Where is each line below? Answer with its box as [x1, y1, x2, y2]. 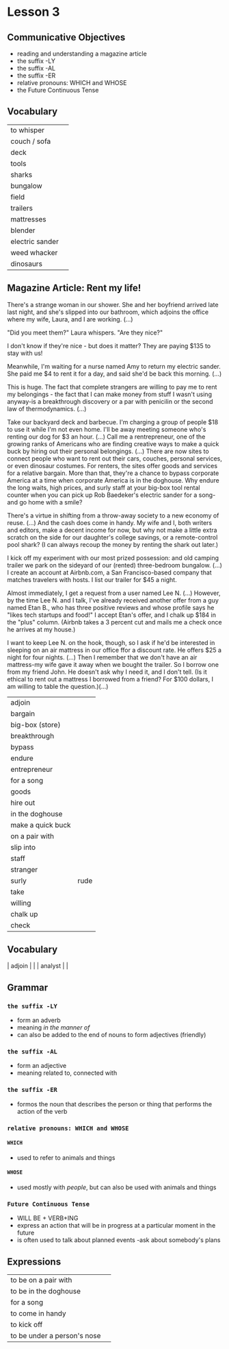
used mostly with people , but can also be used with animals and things [16, 1183, 217, 1191]
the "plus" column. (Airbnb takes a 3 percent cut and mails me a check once [7, 618, 222, 626]
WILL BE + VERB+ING [16, 1214, 79, 1222]
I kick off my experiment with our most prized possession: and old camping [7, 553, 219, 562]
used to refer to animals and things [16, 1153, 116, 1162]
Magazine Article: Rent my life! [7, 282, 142, 294]
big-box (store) [10, 720, 61, 729]
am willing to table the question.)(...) [7, 682, 109, 690]
